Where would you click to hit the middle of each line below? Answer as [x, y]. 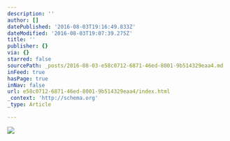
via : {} [19, 53]
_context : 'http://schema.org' [53, 98]
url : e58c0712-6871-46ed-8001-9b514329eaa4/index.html [89, 91]
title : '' [22, 40]
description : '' [31, 14]
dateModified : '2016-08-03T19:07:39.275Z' [70, 33]
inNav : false [26, 85]
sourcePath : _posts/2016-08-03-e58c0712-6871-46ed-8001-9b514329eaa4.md [115, 66]
